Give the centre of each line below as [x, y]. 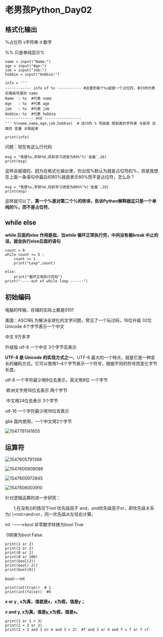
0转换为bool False [24, 535]
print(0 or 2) [19, 553]
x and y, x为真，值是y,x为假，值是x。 [43, 612]
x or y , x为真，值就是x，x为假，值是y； [45, 601]
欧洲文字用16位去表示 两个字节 [37, 390]
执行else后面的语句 [41, 241]
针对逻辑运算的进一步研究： [33, 498]
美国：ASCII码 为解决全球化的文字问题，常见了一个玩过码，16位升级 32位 [78, 320]
